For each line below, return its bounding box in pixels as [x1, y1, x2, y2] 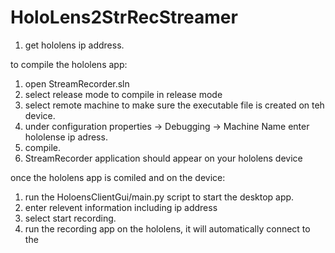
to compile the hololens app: [10, 58, 128, 70]
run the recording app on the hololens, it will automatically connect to [24, 222, 311, 235]
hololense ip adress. [24, 131, 108, 143]
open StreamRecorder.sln [24, 77, 130, 90]
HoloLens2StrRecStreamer [10, 6, 238, 29]
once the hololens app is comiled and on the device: [10, 171, 226, 183]
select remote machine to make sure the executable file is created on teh [24, 99, 325, 111]
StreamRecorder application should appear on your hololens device [24, 152, 303, 164]
